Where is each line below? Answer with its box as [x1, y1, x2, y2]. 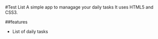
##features [5, 19, 28, 25]
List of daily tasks [12, 29, 48, 34]
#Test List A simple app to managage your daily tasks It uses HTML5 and [5, 4, 154, 10]
